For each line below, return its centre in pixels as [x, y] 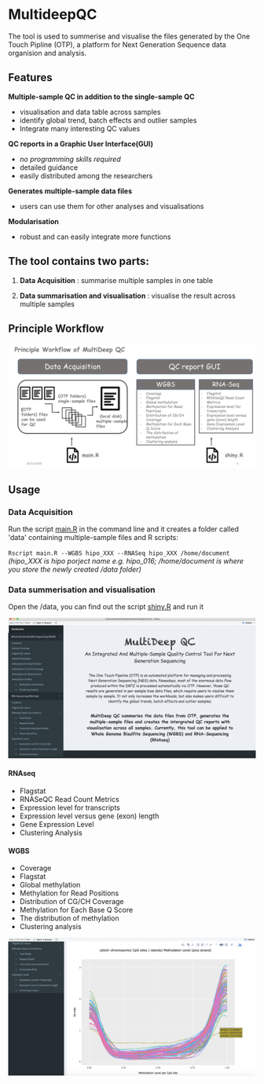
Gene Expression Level [57, 825]
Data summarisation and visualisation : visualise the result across [127, 296]
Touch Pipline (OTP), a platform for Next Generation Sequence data [117, 44]
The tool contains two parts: [79, 261]
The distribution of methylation [69, 918]
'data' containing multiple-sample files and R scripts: [93, 538]
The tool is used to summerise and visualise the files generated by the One [129, 36]
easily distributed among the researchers [86, 175]
